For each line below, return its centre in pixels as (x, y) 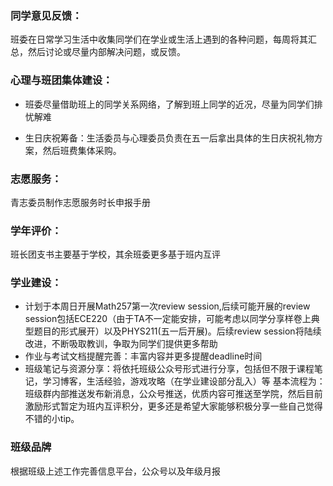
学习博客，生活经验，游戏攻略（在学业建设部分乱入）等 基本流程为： (184, 381)
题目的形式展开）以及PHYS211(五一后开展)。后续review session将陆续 (177, 331)
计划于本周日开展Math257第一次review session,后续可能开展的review (167, 306)
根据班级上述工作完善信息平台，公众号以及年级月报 (115, 471)
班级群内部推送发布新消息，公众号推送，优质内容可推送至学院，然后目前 (173, 394)
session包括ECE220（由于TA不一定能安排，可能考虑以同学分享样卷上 (168, 319)
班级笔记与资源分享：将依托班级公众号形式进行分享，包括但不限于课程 (169, 369)
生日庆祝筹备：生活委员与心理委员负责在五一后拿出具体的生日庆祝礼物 (169, 138)
